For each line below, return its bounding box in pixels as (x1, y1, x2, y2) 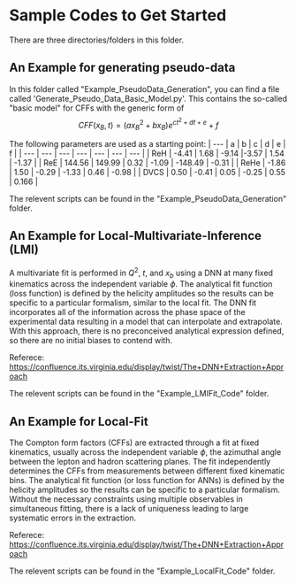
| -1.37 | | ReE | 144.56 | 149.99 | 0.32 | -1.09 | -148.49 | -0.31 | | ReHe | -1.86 (9, 158, 286, 168)
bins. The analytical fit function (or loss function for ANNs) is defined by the (9, 475, 285, 486)
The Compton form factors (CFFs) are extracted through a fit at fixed (9, 437, 260, 448)
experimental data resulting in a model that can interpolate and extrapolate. (9, 316, 283, 327)
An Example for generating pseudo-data (9, 60, 236, 75)
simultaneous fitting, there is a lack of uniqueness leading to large (9, 504, 249, 514)
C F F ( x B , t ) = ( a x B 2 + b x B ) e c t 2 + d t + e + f (78, 116, 219, 133)
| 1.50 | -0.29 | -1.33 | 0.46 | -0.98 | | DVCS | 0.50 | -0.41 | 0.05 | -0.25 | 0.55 (9, 167, 285, 178)
